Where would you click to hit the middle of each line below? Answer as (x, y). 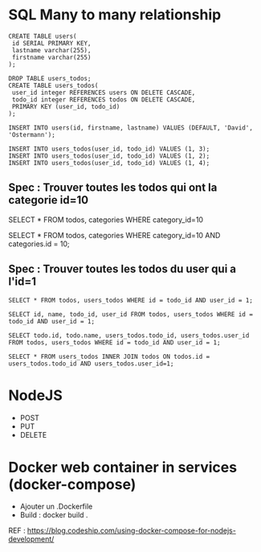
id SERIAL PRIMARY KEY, (51, 43)
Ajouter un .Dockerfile (56, 507)
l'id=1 (22, 282)
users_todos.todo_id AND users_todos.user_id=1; (91, 364)
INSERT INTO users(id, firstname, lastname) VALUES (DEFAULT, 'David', (130, 128)
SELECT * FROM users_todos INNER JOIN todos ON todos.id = (109, 356)
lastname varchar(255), (51, 50)
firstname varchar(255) (51, 57)
